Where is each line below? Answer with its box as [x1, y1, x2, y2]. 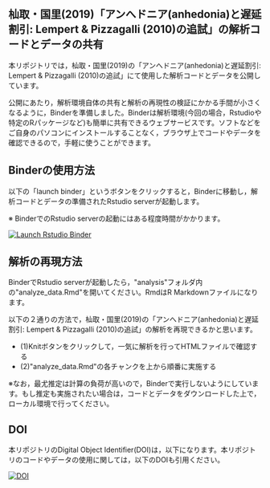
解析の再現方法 [8, 255, 83, 269]
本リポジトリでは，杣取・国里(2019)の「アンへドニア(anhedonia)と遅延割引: [8, 60, 261, 70]
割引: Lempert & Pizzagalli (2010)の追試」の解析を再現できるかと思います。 [8, 324, 257, 335]
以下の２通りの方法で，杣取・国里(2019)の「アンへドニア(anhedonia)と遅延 [8, 315, 260, 324]
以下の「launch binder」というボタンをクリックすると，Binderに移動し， [8, 186, 252, 196]
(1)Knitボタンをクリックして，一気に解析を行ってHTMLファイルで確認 [19, 342, 251, 352]
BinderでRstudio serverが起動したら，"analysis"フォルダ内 [8, 278, 203, 287]
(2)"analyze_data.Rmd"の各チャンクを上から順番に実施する [19, 362, 217, 372]
